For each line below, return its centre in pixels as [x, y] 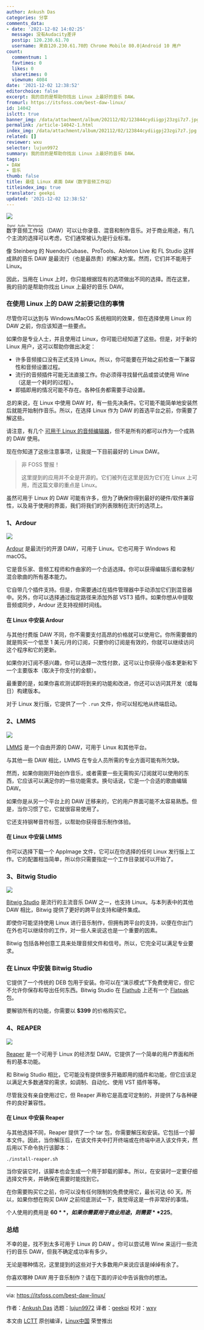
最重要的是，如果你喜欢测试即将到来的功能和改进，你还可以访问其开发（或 [99, 683]
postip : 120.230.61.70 [40, 40]
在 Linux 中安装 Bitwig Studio [49, 968]
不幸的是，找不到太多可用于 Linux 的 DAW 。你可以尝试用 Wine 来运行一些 [99, 1244]
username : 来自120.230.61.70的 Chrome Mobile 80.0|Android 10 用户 [97, 46]
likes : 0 [23, 69]
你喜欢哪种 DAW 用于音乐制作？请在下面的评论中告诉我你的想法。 [89, 1278]
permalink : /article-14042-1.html [50, 125]
